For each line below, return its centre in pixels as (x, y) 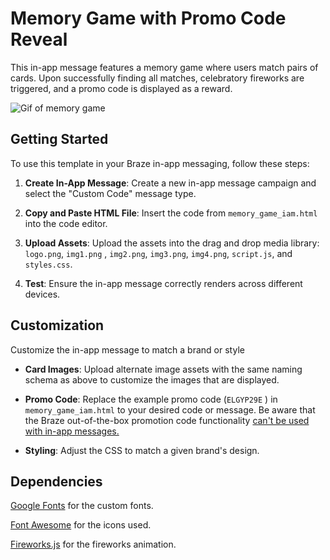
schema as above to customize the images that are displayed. (152, 379)
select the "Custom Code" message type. (110, 193)
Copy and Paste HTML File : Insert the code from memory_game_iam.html (171, 213)
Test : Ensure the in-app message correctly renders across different (163, 283)
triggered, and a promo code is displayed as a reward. (121, 88)
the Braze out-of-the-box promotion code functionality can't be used (167, 420)
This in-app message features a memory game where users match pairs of (164, 67)
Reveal (39, 39)
